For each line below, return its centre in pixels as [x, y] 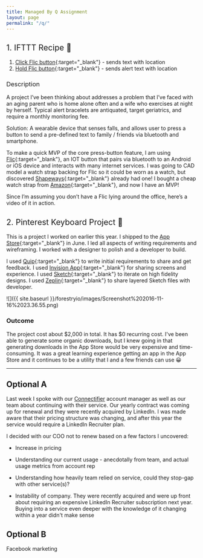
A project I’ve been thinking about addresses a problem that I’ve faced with [100, 97]
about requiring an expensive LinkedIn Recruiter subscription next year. [104, 502]
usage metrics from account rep [55, 466]
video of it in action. [31, 203]
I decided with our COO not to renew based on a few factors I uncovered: [98, 436]
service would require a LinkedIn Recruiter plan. [66, 424]
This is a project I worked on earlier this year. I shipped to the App [88, 237]
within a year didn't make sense [55, 515]
